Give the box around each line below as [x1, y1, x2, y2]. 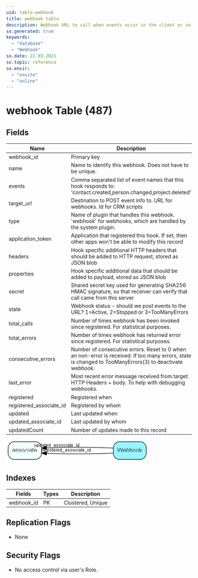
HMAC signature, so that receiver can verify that [71, 288, 188, 295]
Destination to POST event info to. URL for [71, 196, 173, 203]
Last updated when [71, 410, 118, 417]
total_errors [8, 334, 37, 341]
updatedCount [8, 426, 44, 433]
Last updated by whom [71, 418, 127, 425]
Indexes [6, 473, 37, 483]
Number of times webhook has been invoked [71, 317, 180, 324]
